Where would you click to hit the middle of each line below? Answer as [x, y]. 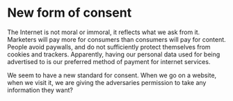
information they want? [40, 90]
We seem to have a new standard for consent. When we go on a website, [112, 75]
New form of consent [70, 13]
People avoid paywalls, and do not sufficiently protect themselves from [109, 47]
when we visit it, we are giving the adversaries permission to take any [107, 82]
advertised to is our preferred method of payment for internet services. [109, 61]
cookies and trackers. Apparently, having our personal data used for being [114, 54]
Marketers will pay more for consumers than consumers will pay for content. [116, 39]
